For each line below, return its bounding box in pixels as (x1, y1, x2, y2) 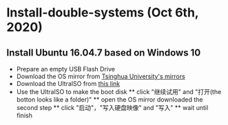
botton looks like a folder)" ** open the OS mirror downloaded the (16, 95, 203, 104)
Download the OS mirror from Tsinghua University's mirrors (16, 72, 185, 80)
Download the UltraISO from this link (16, 80, 121, 87)
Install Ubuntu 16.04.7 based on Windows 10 (6, 47, 201, 58)
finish (16, 111, 32, 120)
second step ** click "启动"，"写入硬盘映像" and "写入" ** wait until (16, 104, 209, 111)
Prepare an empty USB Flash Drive (16, 65, 115, 73)
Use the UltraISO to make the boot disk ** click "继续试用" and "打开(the (16, 88, 222, 95)
